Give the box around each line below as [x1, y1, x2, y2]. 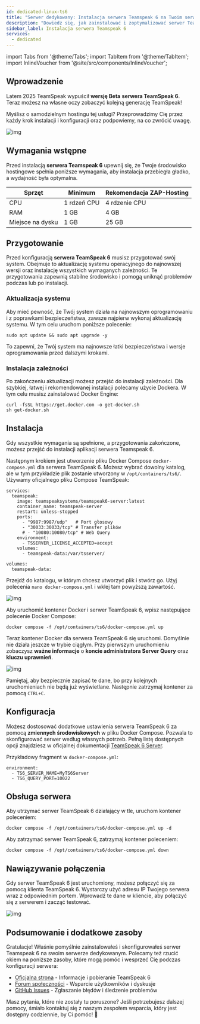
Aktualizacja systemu [6, 294, 70, 302]
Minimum [68, 188, 96, 197]
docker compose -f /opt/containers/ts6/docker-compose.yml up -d [6, 826, 171, 832]
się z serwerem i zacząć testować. [6, 898, 91, 906]
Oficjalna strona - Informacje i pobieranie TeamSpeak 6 [14, 974, 151, 981]
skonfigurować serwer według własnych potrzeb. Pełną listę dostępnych [6, 735, 184, 742]
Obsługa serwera [6, 791, 71, 802]
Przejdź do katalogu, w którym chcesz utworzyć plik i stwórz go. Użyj [6, 576, 177, 583]
